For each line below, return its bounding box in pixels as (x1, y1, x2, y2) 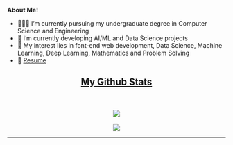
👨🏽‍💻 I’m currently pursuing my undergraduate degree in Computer (17, 19, 207, 27)
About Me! (7, 6, 39, 14)
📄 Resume (17, 56, 46, 65)
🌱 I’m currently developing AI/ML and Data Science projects (17, 34, 189, 42)
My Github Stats (80, 76, 153, 88)
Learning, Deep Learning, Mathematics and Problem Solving (17, 49, 190, 57)
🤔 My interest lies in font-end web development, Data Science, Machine (17, 42, 223, 49)
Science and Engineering (17, 27, 89, 35)
